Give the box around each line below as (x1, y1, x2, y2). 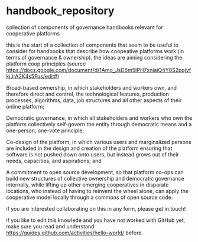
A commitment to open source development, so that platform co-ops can (6, 168, 184, 175)
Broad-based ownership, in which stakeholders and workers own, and (6, 84, 177, 91)
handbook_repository (6, 4, 115, 18)
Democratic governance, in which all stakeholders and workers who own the (6, 114, 193, 122)
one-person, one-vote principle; (6, 127, 85, 134)
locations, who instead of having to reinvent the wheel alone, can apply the (6, 187, 189, 194)
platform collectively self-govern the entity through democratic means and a (6, 120, 192, 127)
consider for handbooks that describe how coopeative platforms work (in (6, 47, 184, 54)
